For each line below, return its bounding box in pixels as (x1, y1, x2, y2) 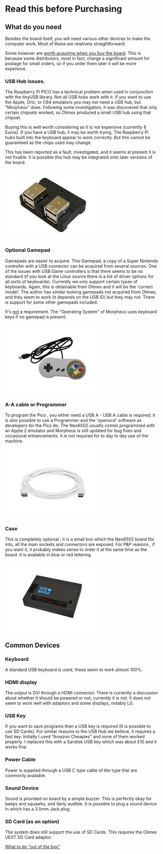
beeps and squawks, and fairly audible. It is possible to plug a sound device (5, 801, 157, 807)
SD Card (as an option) (5, 818, 59, 825)
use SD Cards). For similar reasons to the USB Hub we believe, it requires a (5, 728, 156, 734)
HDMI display (5, 679, 37, 686)
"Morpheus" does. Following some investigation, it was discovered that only (5, 105, 157, 110)
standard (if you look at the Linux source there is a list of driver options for (5, 273, 154, 279)
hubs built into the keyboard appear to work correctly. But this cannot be (5, 135, 151, 141)
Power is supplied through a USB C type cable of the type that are (5, 767, 138, 773)
